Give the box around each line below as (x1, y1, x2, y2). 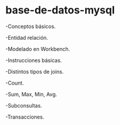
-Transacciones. (5, 113, 44, 120)
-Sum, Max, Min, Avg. (5, 91, 58, 98)
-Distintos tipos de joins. (5, 68, 64, 75)
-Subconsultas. (5, 102, 43, 109)
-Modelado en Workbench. (5, 45, 70, 53)
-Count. (5, 79, 24, 86)
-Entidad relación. (5, 34, 48, 41)
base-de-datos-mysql (5, 4, 115, 17)
